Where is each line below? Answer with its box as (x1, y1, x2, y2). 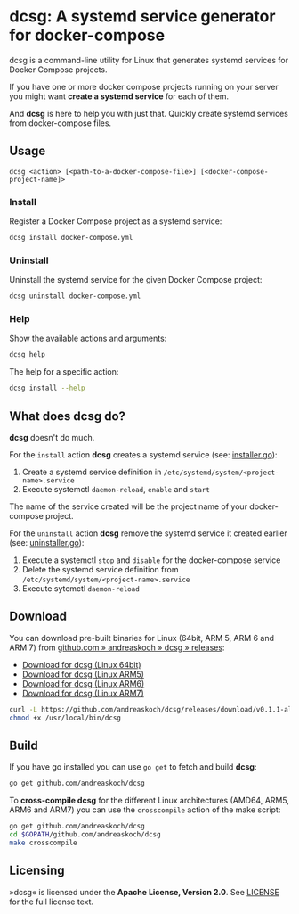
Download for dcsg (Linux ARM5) (21, 669, 145, 679)
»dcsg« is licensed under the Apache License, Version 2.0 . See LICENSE (9, 886, 280, 897)
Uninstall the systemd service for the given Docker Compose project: (9, 275, 263, 285)
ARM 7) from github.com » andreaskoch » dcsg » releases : (9, 642, 225, 653)
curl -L (9, 704, 38, 714)
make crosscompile (9, 838, 77, 847)
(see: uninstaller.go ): (9, 537, 85, 548)
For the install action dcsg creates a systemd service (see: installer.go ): (9, 449, 278, 460)
